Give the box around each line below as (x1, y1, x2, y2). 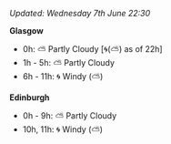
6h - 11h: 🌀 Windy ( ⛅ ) (22, 71, 104, 81)
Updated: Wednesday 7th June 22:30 (9, 8, 151, 18)
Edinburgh (9, 92, 50, 103)
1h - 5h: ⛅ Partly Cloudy (22, 57, 116, 67)
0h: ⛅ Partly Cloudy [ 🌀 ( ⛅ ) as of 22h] (22, 44, 163, 54)
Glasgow (9, 26, 44, 36)
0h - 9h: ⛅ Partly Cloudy (22, 110, 117, 121)
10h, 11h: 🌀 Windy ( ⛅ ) (22, 124, 103, 135)
